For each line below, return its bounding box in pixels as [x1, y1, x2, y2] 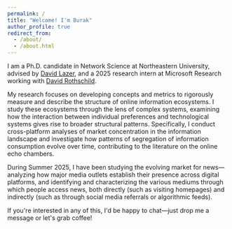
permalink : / [7, 10, 46, 17]
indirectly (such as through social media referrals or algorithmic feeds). [7, 193, 212, 201]
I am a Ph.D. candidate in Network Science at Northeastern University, [7, 62, 210, 70]
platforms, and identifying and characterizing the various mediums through [7, 178, 224, 186]
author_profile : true [7, 23, 71, 30]
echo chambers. [7, 149, 55, 158]
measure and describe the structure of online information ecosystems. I [7, 98, 214, 105]
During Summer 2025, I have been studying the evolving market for [7, 163, 202, 171]
